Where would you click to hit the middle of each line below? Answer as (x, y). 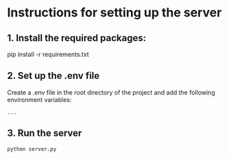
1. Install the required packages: (76, 38)
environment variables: (39, 99)
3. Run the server (45, 133)
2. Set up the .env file (53, 76)
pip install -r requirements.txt (48, 54)
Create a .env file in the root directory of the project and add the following (111, 92)
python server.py (32, 149)
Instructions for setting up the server (114, 13)
